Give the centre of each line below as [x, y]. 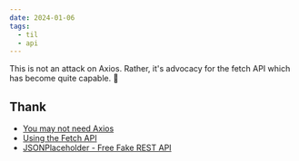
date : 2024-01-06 [42, 18]
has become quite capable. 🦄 [64, 79]
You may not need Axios [68, 128]
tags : [20, 26]
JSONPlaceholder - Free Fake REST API [97, 148]
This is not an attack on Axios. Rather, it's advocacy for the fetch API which [150, 69]
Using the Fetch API [60, 138]
